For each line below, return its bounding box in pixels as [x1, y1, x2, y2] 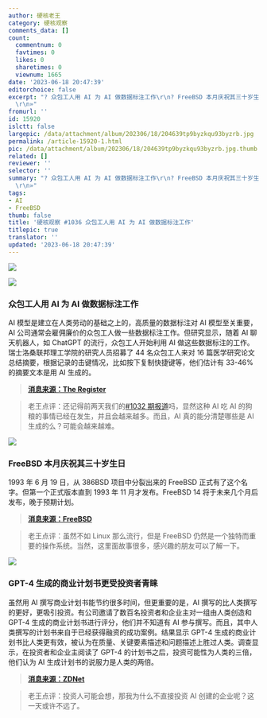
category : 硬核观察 [8, 19, 68, 27]
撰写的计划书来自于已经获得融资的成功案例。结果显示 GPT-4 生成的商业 [14, 627, 250, 637]
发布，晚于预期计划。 [8, 498, 78, 507]
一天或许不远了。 [27, 701, 84, 710]
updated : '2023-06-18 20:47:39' [8, 241, 115, 249]
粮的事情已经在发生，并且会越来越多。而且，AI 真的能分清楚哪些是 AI [27, 411, 254, 421]
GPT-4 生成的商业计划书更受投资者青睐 [8, 578, 158, 589]
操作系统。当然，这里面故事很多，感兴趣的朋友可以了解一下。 [41, 541, 244, 551]
